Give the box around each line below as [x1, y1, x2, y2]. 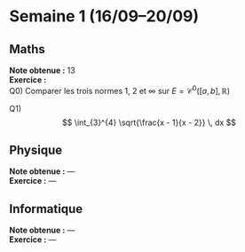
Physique [9, 143, 63, 158]
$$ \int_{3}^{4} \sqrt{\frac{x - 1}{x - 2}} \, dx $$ [61, 117, 237, 128]
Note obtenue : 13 [9, 65, 75, 75]
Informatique [9, 201, 83, 217]
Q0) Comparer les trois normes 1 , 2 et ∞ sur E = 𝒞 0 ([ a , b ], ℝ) [9, 84, 231, 96]
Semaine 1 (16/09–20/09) [9, 6, 200, 27]
